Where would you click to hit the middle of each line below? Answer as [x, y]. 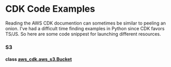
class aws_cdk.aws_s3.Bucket [39, 59]
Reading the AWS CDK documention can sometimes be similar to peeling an [85, 23]
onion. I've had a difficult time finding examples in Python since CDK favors [85, 28]
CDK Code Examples [50, 9]
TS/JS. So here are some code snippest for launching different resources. [83, 34]
